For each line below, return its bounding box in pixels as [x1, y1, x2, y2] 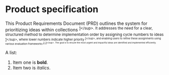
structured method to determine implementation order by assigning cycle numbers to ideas [5, 32, 164, 37]
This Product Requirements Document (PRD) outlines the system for [5, 20, 148, 26]
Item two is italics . [12, 64, 51, 70]
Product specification [5, 4, 98, 15]
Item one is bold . [12, 59, 48, 65]
